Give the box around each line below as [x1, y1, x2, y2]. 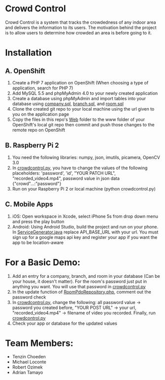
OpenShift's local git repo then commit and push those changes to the [12, 121, 155, 127]
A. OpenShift [5, 67, 45, 75]
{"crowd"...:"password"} [12, 181, 62, 187]
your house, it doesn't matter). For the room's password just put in [12, 278, 147, 284]
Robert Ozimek [12, 364, 43, 370]
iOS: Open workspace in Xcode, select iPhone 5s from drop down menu [12, 213, 159, 219]
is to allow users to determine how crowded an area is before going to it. [5, 30, 152, 36]
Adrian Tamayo [12, 370, 43, 376]
